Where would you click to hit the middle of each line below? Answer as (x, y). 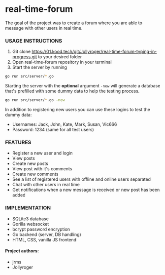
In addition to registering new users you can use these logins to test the (78, 109)
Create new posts (30, 163)
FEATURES (18, 142)
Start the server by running (40, 67)
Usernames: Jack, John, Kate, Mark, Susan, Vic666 (65, 124)
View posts (24, 158)
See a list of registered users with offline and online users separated (82, 179)
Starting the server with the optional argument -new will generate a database (83, 86)
